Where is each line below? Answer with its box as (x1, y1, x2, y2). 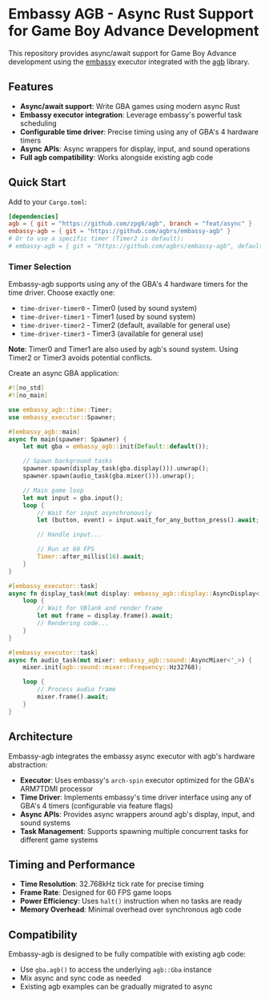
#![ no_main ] (8, 392, 48, 400)
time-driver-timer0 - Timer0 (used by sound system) (19, 304, 198, 313)
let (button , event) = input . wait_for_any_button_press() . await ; (37, 516, 260, 525)
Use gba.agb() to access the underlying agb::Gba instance (19, 965, 212, 974)
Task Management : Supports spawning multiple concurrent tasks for (19, 826, 249, 836)
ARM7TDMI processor (19, 783, 94, 793)
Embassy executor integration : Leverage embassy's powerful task (19, 110, 243, 119)
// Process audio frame (37, 686, 116, 694)
